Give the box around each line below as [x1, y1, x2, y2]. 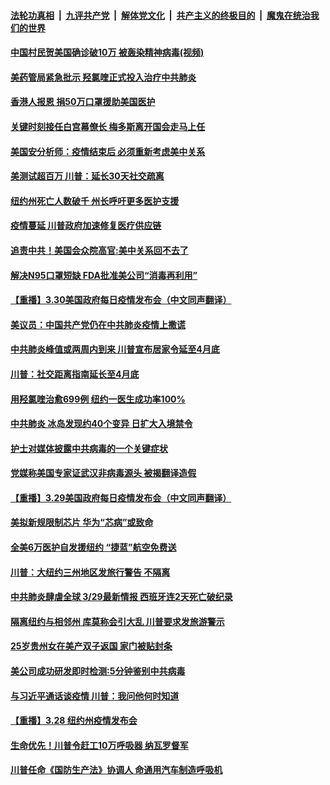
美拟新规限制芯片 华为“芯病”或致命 [10, 516, 154, 529]
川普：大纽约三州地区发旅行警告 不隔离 [10, 566, 171, 578]
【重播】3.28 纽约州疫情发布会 [10, 715, 138, 727]
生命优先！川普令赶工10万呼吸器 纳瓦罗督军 [10, 739, 189, 751]
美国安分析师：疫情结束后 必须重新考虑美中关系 [10, 145, 206, 157]
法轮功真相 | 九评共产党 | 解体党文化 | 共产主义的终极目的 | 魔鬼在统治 [10, 9, 311, 21]
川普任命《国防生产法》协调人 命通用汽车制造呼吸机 [10, 764, 223, 776]
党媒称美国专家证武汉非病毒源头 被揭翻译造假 [10, 467, 197, 479]
